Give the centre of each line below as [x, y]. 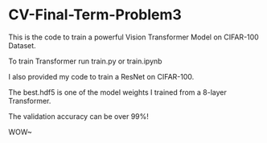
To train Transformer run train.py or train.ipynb [85, 61]
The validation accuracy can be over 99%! [78, 116]
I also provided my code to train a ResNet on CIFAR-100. [101, 76]
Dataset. [22, 45]
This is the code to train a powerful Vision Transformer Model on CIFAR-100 [133, 37]
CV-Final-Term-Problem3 [95, 15]
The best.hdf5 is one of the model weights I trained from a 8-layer [118, 92]
